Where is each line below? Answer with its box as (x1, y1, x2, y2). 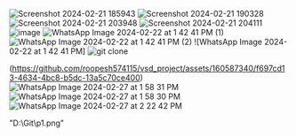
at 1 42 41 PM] (34, 46, 86, 57)
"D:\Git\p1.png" (9, 118, 65, 128)
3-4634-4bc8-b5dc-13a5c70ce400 (9, 72, 140, 83)
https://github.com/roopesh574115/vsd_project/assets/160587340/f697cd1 (12, 63, 285, 73)
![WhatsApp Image (194, 36, 263, 47)
